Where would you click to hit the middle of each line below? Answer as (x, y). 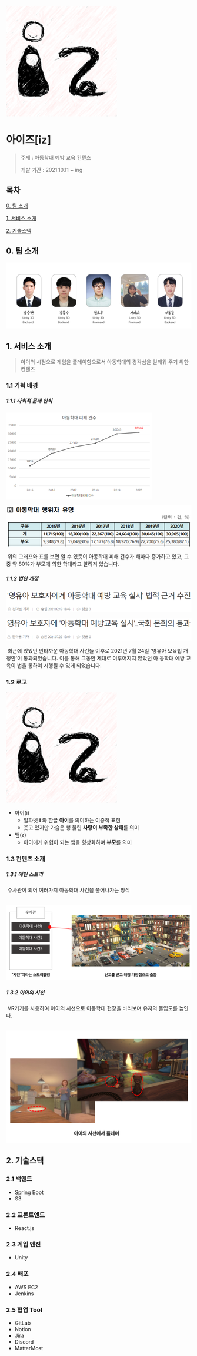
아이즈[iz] (29, 140)
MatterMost (29, 1348)
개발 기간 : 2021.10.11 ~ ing (51, 170)
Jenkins (24, 1294)
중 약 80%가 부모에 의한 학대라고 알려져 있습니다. (63, 564)
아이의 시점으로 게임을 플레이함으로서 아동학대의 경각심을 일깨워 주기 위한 (105, 362)
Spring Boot (29, 1192)
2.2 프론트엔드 (26, 1215)
